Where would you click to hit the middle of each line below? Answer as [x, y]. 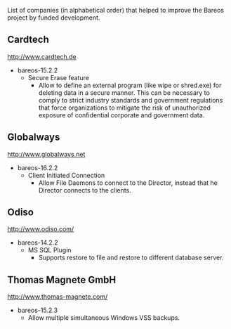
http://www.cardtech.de [42, 56]
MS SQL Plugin [49, 250]
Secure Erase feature [59, 77]
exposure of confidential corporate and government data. [121, 115]
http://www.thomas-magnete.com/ [58, 297]
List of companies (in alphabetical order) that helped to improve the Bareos [116, 10]
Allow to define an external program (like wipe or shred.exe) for [130, 85]
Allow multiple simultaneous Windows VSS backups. [104, 318]
